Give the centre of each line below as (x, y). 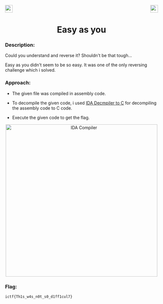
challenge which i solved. (30, 70)
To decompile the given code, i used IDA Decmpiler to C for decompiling (84, 103)
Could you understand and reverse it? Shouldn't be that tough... (69, 56)
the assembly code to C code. (42, 108)
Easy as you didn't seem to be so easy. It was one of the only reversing (76, 65)
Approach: (18, 83)
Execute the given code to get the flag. (51, 117)
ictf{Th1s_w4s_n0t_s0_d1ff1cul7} (39, 297)
